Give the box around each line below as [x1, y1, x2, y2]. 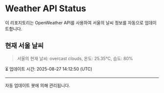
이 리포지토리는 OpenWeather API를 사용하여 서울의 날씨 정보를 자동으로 [5, 20, 144, 25]
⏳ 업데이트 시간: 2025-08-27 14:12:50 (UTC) [5, 66, 93, 71]
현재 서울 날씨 [5, 42, 44, 50]
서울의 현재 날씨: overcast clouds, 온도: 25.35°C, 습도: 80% [17, 55, 133, 61]
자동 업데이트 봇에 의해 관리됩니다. [5, 82, 70, 88]
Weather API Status [5, 3, 86, 14]
